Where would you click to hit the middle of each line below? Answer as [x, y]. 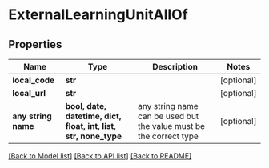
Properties [35, 44]
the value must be [171, 126]
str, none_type [94, 136]
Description [175, 67]
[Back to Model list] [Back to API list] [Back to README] [100, 156]
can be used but [168, 116]
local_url [29, 93]
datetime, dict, [93, 116]
